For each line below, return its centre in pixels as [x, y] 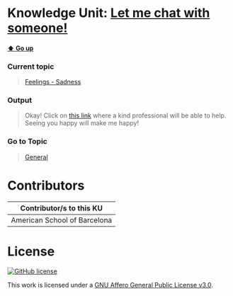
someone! [38, 28]
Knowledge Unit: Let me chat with [109, 13]
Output [20, 100]
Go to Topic [27, 142]
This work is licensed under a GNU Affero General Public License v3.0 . [110, 285]
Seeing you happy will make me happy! [82, 123]
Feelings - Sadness [53, 82]
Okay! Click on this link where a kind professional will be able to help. [125, 115]
